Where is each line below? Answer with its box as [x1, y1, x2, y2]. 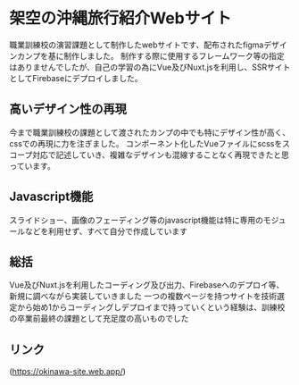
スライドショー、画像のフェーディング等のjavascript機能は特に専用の [9, 214, 263, 225]
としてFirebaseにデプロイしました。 [9, 72, 143, 83]
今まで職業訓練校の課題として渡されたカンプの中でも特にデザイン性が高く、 [9, 127, 291, 138]
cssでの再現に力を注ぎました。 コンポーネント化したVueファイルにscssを [9, 138, 283, 148]
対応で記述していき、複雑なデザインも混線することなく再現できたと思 [32, 149, 290, 160]
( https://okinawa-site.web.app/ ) [9, 366, 127, 377]
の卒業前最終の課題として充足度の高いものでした [9, 314, 189, 324]
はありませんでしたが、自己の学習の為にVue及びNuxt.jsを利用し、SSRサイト [9, 62, 291, 72]
